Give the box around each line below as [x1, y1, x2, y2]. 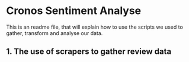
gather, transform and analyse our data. [6, 29, 103, 36]
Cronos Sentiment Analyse [6, 4, 142, 18]
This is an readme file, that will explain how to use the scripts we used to [6, 23, 184, 30]
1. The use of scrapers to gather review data [6, 47, 172, 57]
